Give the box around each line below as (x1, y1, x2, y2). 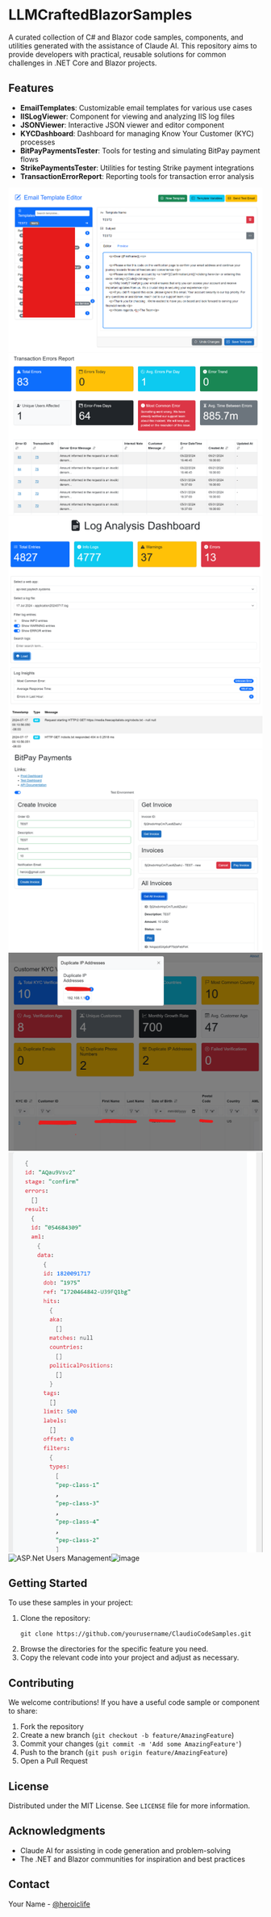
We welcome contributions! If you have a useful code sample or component (8, 1698, 260, 1707)
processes (19, 137, 56, 147)
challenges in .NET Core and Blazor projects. (8, 58, 157, 68)
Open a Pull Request (19, 1756, 89, 1766)
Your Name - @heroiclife (8, 1898, 90, 1909)
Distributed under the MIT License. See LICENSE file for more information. (8, 1801, 250, 1810)
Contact (8, 1877, 50, 1891)
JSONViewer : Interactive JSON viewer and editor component (19, 119, 224, 130)
